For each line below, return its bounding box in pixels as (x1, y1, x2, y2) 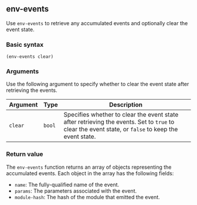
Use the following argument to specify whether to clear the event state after (6, 81, 189, 88)
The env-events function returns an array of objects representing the (6, 163, 172, 170)
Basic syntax (6, 40, 44, 49)
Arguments (6, 67, 39, 76)
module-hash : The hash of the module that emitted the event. (14, 193, 160, 200)
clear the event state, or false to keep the (63, 125, 178, 134)
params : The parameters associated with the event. (14, 187, 137, 194)
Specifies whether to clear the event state (63, 111, 179, 119)
